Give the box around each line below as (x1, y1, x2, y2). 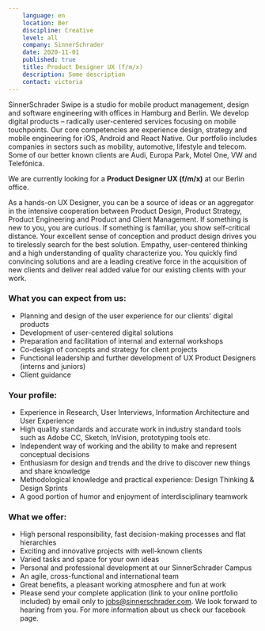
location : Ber (22, 19, 69, 27)
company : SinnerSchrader (22, 41, 104, 49)
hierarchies (19, 538, 57, 547)
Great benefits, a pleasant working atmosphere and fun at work (19, 580, 227, 590)
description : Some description (22, 70, 126, 78)
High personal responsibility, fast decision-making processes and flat (19, 530, 246, 539)
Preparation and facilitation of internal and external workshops (19, 336, 224, 345)
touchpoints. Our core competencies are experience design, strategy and (8, 124, 248, 135)
